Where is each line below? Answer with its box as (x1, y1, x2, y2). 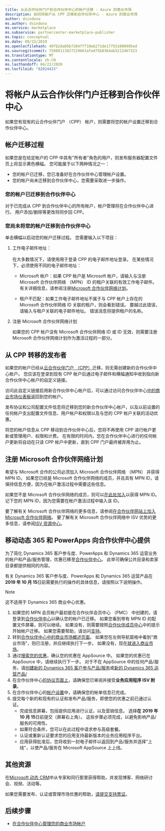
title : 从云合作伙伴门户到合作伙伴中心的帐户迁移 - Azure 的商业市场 (5, 7, 132, 12)
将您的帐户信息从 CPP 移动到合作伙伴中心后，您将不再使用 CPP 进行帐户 (5, 427, 152, 433)
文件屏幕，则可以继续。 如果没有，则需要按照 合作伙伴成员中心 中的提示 (16, 622, 160, 628)
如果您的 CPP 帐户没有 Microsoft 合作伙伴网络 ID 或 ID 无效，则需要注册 (12, 329, 158, 335)
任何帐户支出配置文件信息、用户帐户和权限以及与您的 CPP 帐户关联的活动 (5, 410, 154, 416)
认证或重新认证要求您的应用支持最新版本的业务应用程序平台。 (19, 732, 145, 738)
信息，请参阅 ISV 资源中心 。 (9, 520, 65, 526)
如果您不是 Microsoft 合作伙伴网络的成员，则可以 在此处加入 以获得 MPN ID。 (5, 491, 160, 497)
